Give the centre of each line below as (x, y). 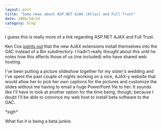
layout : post (18, 9)
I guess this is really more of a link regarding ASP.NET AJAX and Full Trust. (80, 37)
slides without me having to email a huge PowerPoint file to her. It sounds (78, 87)
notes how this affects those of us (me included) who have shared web (76, 57)
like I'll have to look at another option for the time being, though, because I (79, 92)
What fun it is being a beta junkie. (38, 121)
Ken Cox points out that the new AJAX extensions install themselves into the (81, 46)
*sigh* (11, 112)
